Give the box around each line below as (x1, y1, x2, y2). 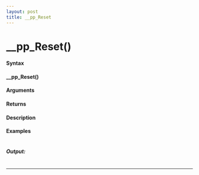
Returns (6, 100, 27, 107)
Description (6, 114, 36, 121)
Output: (6, 148, 26, 155)
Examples (6, 128, 31, 135)
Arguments (6, 87, 35, 94)
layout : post (6, 8, 38, 15)
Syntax (6, 60, 24, 67)
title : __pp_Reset (6, 14, 52, 20)
